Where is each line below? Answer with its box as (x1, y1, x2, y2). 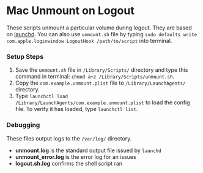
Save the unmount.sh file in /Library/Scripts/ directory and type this (15, 66, 188, 74)
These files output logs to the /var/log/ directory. (6, 134, 132, 142)
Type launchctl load (15, 93, 68, 100)
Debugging (6, 121, 40, 129)
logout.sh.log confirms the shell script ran (15, 160, 123, 167)
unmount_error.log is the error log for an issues (15, 153, 136, 160)
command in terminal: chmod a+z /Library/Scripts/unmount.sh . (15, 73, 175, 80)
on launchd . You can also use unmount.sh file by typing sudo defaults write (6, 30, 197, 37)
